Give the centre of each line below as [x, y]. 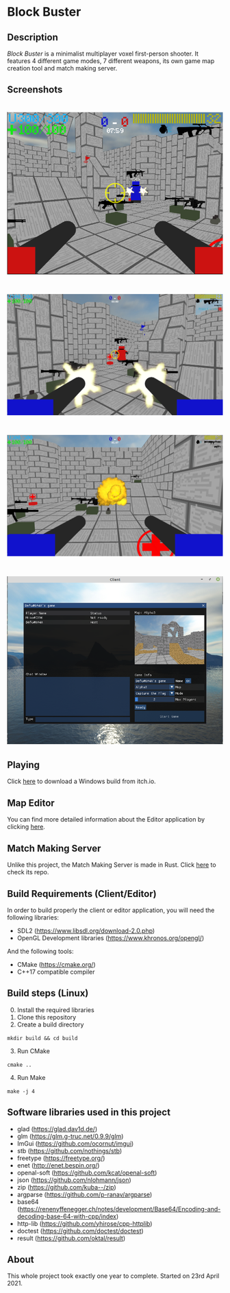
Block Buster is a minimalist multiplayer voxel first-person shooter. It [103, 53]
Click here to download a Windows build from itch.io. [81, 781]
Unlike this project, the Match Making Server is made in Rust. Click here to [112, 865]
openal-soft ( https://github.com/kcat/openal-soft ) [87, 1172]
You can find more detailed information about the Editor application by [106, 820]
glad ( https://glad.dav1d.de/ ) [57, 1129]
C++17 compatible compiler [56, 972]
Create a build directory [50, 1024]
